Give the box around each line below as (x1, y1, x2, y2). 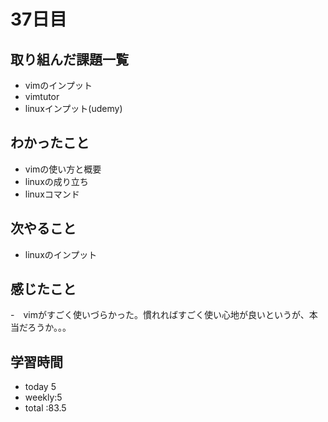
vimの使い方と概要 (24, 163, 102, 175)
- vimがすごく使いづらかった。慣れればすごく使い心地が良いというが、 (10, 309, 310, 321)
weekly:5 (24, 391, 63, 404)
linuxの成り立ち (24, 175, 89, 187)
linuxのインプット (24, 248, 98, 260)
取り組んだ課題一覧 (10, 51, 129, 68)
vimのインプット (24, 80, 93, 91)
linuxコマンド (24, 188, 80, 200)
